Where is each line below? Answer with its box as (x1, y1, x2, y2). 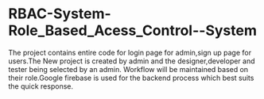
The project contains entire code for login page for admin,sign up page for (8, 48, 252, 57)
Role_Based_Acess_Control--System (8, 21, 257, 40)
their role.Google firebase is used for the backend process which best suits (8, 73, 254, 82)
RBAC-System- (8, 5, 111, 23)
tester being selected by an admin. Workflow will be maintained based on (8, 64, 249, 74)
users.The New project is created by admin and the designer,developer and (8, 56, 256, 66)
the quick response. (8, 81, 74, 91)
